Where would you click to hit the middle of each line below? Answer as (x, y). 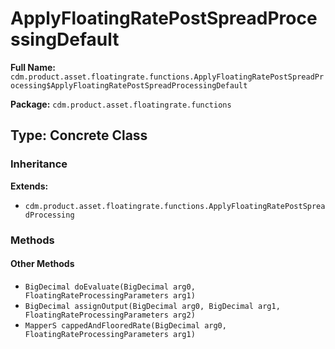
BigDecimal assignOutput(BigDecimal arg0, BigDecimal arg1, (152, 306)
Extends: (29, 186)
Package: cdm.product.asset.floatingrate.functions (121, 104)
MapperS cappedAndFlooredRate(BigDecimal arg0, (125, 325)
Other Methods (42, 264)
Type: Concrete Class (79, 135)
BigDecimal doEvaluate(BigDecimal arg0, (110, 287)
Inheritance (39, 164)
